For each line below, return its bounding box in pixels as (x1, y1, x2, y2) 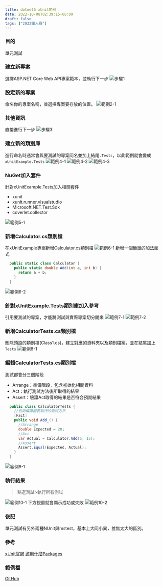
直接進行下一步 (5, 127, 35, 133)
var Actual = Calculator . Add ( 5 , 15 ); (18, 436, 95, 441)
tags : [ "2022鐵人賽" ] (5, 21, 47, 26)
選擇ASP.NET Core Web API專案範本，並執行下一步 (5, 76, 109, 81)
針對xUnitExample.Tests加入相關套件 (5, 184, 79, 190)
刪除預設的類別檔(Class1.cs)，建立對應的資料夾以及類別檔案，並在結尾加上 (5, 340, 156, 346)
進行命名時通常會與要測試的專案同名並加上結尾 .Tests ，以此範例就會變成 (5, 152, 151, 158)
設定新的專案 (5, 89, 36, 96)
